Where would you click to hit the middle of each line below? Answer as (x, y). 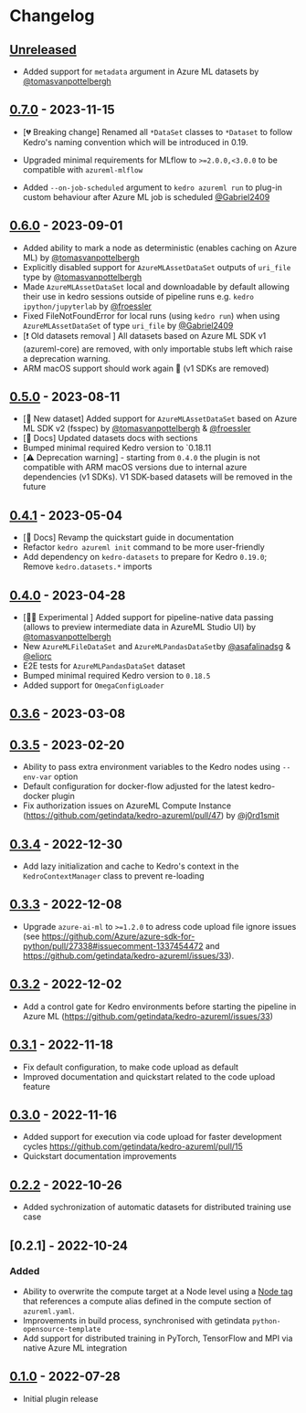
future (34, 487)
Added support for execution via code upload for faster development (152, 1137)
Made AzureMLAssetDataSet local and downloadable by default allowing (156, 286)
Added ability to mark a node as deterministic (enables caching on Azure (159, 248)
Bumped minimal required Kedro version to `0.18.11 (117, 448)
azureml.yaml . (48, 1311)
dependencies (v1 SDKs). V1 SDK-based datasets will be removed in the (158, 477)
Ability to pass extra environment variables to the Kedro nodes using (151, 767)
